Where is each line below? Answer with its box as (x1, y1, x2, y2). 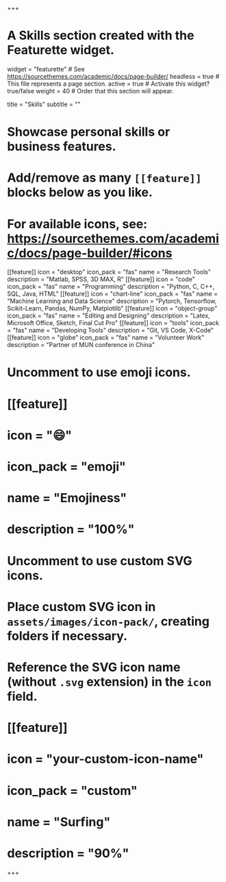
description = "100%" (7, 522, 135, 537)
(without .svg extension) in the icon (7, 674, 212, 689)
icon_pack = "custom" (7, 783, 138, 798)
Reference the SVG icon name (7, 659, 181, 675)
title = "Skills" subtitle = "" (7, 100, 81, 108)
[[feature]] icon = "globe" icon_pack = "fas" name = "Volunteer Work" (7, 333, 205, 342)
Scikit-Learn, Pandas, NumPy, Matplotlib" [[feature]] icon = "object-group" (7, 305, 218, 313)
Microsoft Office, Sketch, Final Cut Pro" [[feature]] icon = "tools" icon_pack (7, 319, 220, 327)
